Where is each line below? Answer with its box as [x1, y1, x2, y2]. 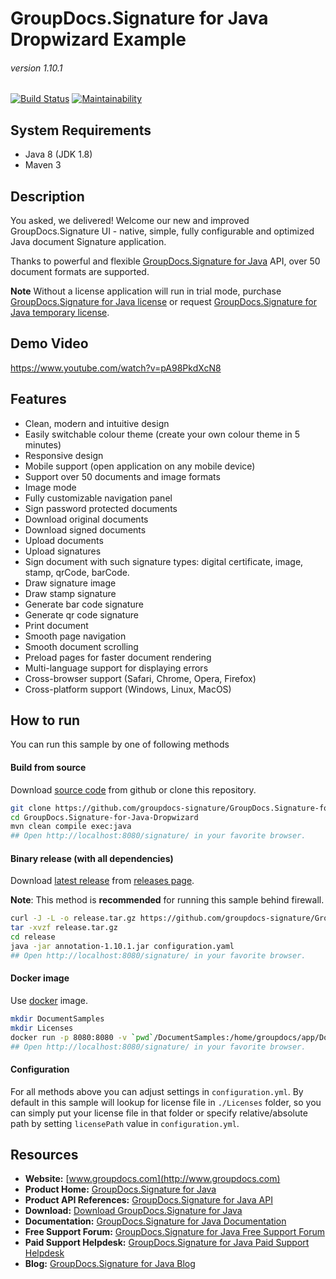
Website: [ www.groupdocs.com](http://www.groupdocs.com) [24, 1173, 281, 1185]
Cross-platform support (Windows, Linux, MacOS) [24, 683, 232, 695]
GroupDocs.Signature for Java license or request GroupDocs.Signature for [10, 296, 317, 308]
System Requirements [10, 122, 152, 139]
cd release [10, 932, 56, 942]
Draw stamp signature [24, 587, 117, 599]
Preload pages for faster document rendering [24, 651, 212, 663]
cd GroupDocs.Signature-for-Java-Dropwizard [10, 812, 199, 822]
